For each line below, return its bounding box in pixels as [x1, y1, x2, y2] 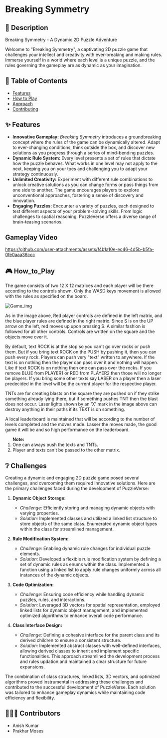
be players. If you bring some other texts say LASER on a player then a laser [5, 375, 161, 381]
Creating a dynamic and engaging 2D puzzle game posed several [5, 475, 140, 481]
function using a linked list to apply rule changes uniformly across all [19, 566, 161, 573]
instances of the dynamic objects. [19, 572, 90, 578]
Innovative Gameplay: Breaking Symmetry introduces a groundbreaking [12, 133, 162, 139]
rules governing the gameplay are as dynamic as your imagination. [5, 62, 142, 68]
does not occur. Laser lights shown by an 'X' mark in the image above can [5, 401, 157, 407]
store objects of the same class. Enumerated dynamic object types [19, 521, 158, 527]
